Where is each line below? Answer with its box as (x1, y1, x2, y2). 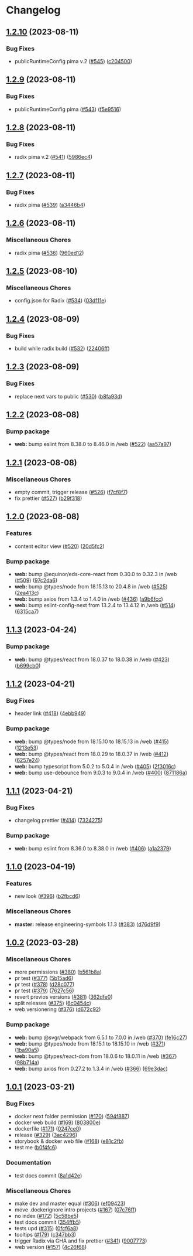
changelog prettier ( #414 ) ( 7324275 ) (14, 817, 104, 824)
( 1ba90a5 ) (14, 1046, 39, 1053)
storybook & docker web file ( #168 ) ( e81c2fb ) (14, 1138, 124, 1145)
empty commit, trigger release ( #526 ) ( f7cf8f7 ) (14, 489, 128, 496)
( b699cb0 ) (14, 662, 41, 669)
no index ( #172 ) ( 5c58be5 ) (14, 1212, 79, 1219)
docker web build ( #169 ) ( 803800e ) (14, 1119, 101, 1126)
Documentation (6, 1159, 51, 1167)
